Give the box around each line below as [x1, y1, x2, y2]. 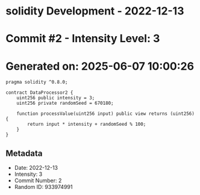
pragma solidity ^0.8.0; [5, 79, 68, 85]
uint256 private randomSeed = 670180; [16, 101, 114, 107]
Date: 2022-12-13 [14, 164, 58, 172]
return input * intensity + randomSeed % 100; [27, 122, 146, 128]
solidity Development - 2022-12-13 [5, 4, 184, 18]
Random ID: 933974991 [14, 184, 73, 191]
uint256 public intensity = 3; [16, 95, 95, 101]
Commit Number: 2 [14, 177, 62, 184]
